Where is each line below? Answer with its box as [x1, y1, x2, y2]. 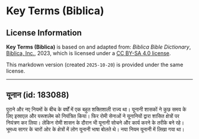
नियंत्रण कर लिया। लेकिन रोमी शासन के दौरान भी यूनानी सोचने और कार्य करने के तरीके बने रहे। [6, 119, 185, 126]
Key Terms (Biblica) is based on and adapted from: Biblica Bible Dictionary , [6, 43, 191, 50]
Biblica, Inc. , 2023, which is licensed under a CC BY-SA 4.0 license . [6, 50, 171, 57]
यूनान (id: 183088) [6, 90, 69, 100]
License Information [6, 28, 82, 38]
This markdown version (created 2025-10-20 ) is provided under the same [6, 61, 184, 68]
